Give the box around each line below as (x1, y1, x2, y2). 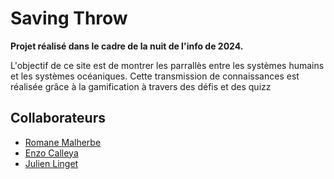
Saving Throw (10, 7, 128, 30)
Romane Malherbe (24, 136, 102, 148)
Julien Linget (24, 157, 79, 169)
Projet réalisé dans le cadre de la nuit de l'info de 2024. (10, 40, 244, 52)
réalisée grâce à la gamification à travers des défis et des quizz (10, 80, 272, 92)
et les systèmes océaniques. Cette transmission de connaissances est (10, 70, 300, 82)
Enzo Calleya (24, 147, 79, 159)
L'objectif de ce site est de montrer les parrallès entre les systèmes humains (10, 59, 325, 71)
